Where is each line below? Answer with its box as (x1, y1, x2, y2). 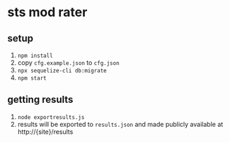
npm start (17, 75, 47, 82)
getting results (7, 94, 74, 106)
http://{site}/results (17, 128, 74, 136)
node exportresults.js (17, 113, 85, 120)
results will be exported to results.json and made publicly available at (17, 120, 224, 128)
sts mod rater (7, 4, 88, 20)
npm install (17, 52, 53, 59)
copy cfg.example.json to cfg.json (17, 58, 120, 67)
